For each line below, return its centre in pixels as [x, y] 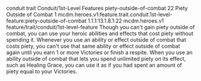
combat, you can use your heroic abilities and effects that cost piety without [100, 33]
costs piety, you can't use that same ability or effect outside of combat [93, 46]
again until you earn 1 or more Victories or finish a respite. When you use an [99, 52]
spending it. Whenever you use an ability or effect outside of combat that [96, 40]
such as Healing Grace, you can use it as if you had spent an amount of [94, 65]
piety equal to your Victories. [42, 71]
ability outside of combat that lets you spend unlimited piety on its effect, [96, 59]
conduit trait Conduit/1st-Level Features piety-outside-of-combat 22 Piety [97, 8]
